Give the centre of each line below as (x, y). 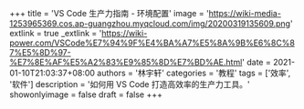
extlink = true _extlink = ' (56, 33)
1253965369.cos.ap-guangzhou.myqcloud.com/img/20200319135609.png (150, 24)
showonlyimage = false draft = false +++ (86, 94)
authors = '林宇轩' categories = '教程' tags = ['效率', (194, 73)
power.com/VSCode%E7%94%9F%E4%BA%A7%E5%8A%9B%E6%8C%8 (152, 43)
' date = (256, 62)
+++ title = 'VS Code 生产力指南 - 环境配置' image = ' (110, 13)
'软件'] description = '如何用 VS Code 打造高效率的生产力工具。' (130, 84)
